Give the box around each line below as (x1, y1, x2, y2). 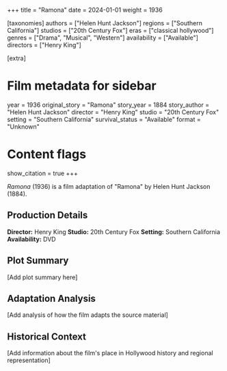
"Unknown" (7, 123, 40, 131)
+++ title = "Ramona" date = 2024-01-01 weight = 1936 (7, 6, 163, 14)
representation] (7, 356, 51, 365)
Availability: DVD (7, 235, 56, 243)
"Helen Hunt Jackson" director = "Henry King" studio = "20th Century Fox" (7, 107, 219, 116)
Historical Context (7, 331, 87, 342)
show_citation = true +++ (7, 169, 79, 177)
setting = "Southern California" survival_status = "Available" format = (7, 115, 202, 123)
